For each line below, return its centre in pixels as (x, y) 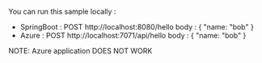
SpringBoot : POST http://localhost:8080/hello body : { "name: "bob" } (137, 27)
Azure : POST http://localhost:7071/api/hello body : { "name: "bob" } (133, 35)
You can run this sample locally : (62, 12)
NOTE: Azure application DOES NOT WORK (80, 51)
